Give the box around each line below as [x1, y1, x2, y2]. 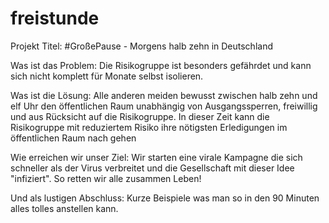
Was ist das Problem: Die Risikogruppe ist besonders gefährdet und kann [10, 59, 312, 71]
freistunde [10, 7, 100, 30]
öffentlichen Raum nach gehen [10, 132, 137, 144]
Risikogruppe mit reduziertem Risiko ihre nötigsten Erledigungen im [10, 121, 288, 133]
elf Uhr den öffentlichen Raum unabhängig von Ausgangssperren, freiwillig [10, 100, 318, 112]
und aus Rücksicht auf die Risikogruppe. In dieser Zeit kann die [10, 110, 270, 122]
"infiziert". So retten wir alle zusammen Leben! [10, 172, 202, 184]
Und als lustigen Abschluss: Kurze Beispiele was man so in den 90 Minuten [10, 192, 320, 204]
